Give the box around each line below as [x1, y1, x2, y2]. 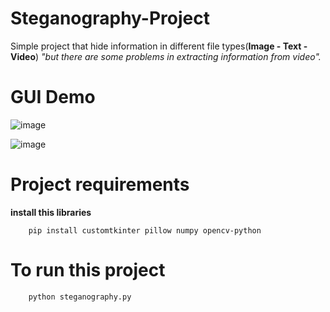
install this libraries [10, 206, 92, 218]
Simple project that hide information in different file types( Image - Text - [10, 40, 308, 52]
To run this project [10, 259, 166, 281]
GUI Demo [10, 86, 96, 109]
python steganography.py [28, 292, 132, 302]
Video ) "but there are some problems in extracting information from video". [10, 50, 322, 62]
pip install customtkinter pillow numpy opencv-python [28, 225, 262, 236]
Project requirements [10, 173, 190, 196]
